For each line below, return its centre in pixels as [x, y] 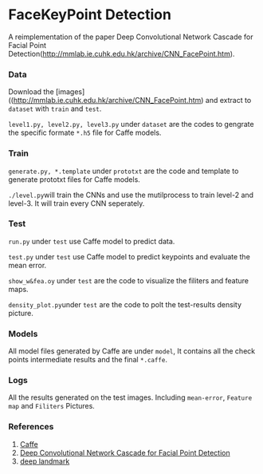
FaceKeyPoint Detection [90, 15]
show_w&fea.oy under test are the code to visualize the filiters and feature [129, 280]
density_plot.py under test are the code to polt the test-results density [125, 304]
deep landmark [45, 461]
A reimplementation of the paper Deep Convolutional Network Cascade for [131, 37]
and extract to [228, 101]
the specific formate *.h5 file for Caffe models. [85, 132]
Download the [31, 92]
